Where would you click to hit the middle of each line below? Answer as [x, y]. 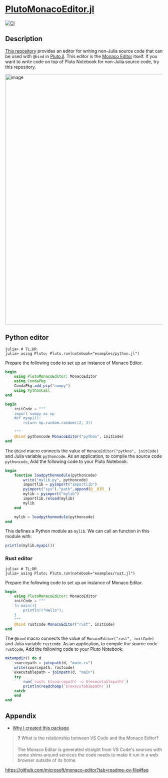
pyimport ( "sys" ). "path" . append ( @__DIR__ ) [67, 489]
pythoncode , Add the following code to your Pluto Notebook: [67, 461]
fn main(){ [25, 606]
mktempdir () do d [23, 658]
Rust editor [19, 559]
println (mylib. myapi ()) [30, 546]
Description [24, 39]
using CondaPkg [30, 381]
